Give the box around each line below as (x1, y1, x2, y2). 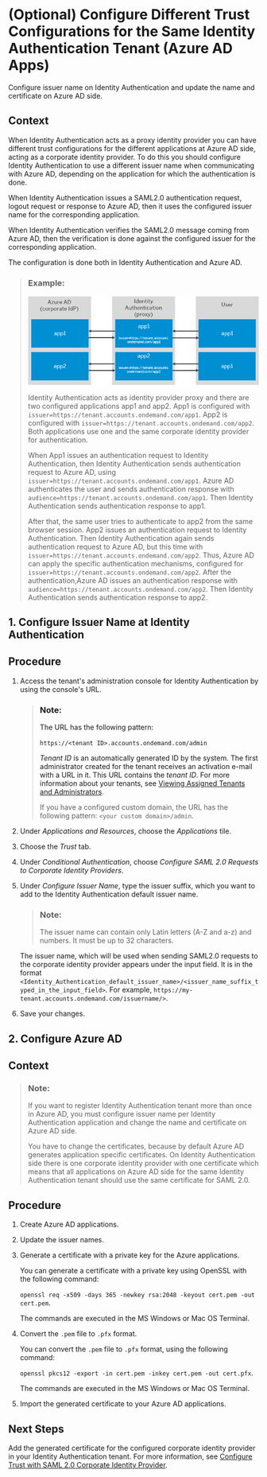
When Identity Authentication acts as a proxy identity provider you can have (8, 135, 257, 145)
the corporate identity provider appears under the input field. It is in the (19, 960, 253, 970)
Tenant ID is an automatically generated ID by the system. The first (39, 753, 258, 763)
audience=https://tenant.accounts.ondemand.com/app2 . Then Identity (27, 584, 253, 593)
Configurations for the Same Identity (8, 22, 256, 41)
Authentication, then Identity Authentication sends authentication (27, 459, 241, 468)
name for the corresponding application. (8, 209, 141, 220)
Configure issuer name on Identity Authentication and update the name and (8, 82, 256, 92)
